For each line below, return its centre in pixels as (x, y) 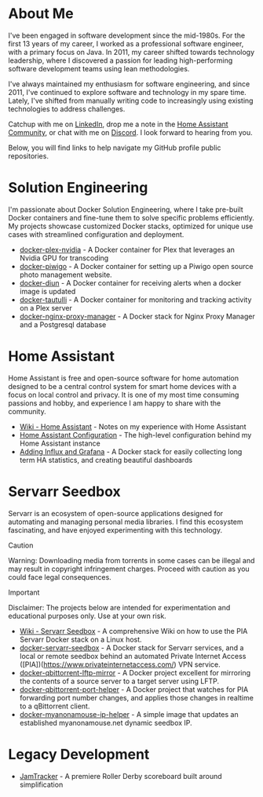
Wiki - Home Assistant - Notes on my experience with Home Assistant (133, 426)
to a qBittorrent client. (55, 706)
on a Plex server (46, 308)
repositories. (29, 156)
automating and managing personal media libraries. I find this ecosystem (126, 522)
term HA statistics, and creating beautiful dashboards (106, 460)
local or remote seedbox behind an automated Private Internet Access (133, 656)
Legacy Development (79, 754)
